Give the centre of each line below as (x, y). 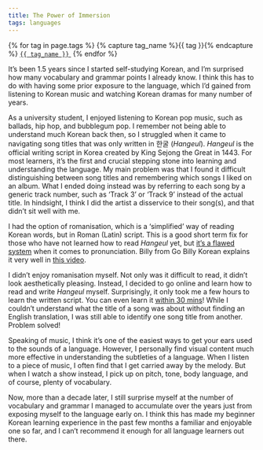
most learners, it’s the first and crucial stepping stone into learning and (122, 160)
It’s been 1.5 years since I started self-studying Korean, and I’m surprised (126, 68)
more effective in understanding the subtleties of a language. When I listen (129, 357)
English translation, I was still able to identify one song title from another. (126, 316)
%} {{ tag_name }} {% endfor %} (63, 53)
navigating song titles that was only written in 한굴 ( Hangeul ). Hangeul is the (131, 143)
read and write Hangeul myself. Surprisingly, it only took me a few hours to (129, 291)
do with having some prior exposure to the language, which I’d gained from (130, 85)
